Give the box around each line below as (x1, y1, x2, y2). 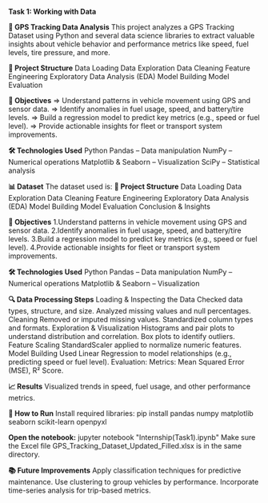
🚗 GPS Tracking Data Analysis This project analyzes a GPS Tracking (8, 22, 234, 31)
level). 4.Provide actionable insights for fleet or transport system (8, 243, 220, 252)
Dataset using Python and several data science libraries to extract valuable (8, 31, 255, 40)
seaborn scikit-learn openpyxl (8, 417, 107, 426)
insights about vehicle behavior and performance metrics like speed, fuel (8, 39, 250, 49)
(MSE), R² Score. (8, 365, 64, 375)
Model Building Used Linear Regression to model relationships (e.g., (8, 349, 232, 358)
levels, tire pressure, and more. (8, 48, 110, 57)
